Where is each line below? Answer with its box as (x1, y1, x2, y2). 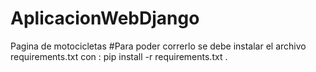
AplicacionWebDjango (10, 7, 200, 30)
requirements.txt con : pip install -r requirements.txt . (10, 50, 228, 62)
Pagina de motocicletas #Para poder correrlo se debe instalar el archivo (10, 40, 307, 52)
